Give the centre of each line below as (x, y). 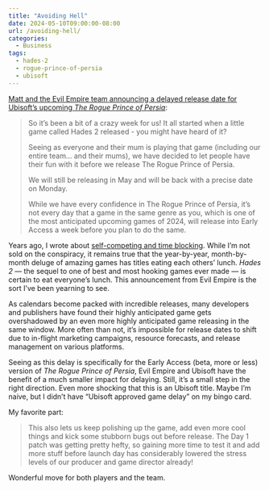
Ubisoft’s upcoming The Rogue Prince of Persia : (88, 107)
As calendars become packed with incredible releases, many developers (129, 304)
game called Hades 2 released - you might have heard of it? (127, 131)
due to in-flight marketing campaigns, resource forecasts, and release (124, 338)
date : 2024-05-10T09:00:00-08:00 (64, 23)
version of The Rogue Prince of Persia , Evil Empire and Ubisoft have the (127, 371)
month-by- (229, 254)
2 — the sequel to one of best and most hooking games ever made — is (127, 271)
